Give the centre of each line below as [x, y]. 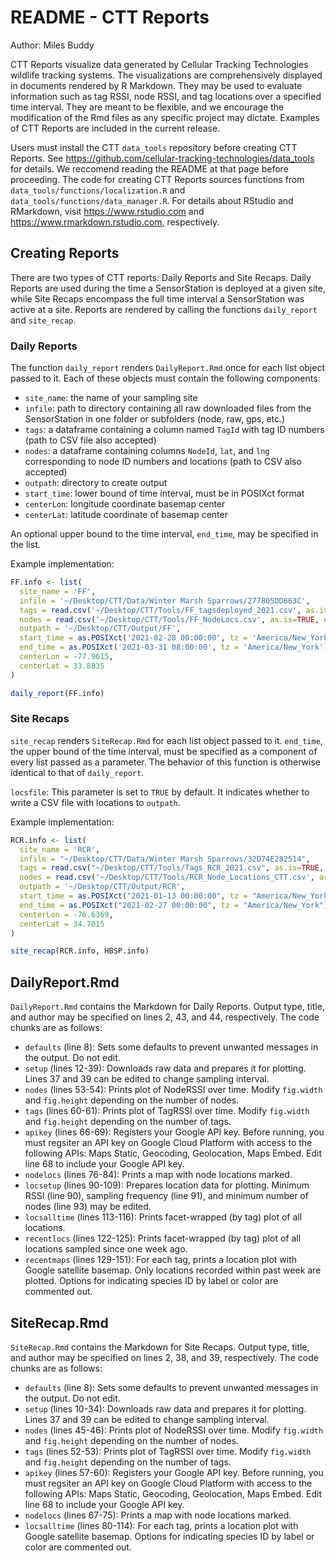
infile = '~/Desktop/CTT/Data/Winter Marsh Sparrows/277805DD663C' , [165, 601]
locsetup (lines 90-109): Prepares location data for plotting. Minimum [167, 1185]
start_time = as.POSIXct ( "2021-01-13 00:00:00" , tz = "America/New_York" [176, 896]
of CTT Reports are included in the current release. [115, 128]
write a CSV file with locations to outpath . [95, 802]
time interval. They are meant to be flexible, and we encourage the [147, 107]
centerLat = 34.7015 [62, 924]
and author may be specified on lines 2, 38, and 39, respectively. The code [164, 1357]
